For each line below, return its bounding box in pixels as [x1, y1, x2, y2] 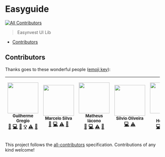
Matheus [85, 113, 103, 119]
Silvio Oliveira [116, 116, 144, 121]
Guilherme [12, 113, 33, 119]
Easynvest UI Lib [17, 29, 52, 35]
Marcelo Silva [45, 116, 73, 121]
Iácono [87, 118, 101, 124]
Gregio [16, 118, 30, 124]
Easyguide [5, 3, 49, 15]
